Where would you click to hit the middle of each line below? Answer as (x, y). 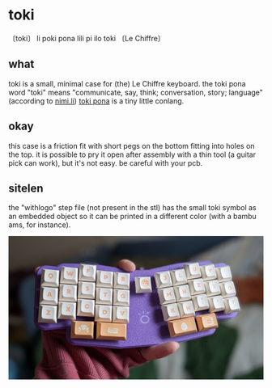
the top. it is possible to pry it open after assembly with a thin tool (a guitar (132, 154)
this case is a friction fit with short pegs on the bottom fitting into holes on (132, 145)
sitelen (26, 188)
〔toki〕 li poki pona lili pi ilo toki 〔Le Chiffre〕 (87, 38)
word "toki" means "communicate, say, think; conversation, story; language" (136, 92)
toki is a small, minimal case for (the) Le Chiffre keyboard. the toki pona (127, 83)
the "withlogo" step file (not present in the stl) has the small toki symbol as (132, 208)
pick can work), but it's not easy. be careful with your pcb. (106, 162)
